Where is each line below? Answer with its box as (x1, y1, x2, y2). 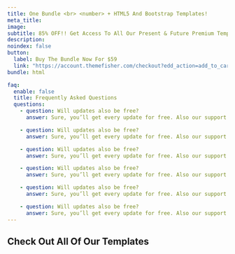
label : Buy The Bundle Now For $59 (13, 56, 117, 63)
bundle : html (7, 69, 45, 76)
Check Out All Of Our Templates (7, 235, 149, 247)
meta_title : (7, 17, 42, 24)
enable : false (13, 88, 55, 95)
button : (7, 50, 30, 57)
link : (13, 62, 30, 69)
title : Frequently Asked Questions (13, 94, 117, 101)
